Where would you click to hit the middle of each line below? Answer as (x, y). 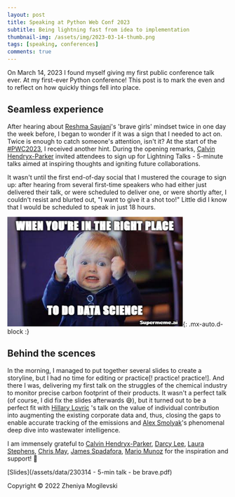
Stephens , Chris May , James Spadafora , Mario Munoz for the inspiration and (118, 451)
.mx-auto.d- (206, 324)
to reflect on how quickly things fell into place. (74, 87)
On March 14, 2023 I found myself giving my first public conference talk (111, 73)
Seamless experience (55, 110)
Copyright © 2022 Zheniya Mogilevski (62, 485)
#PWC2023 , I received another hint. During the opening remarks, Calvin (111, 149)
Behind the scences (52, 354)
